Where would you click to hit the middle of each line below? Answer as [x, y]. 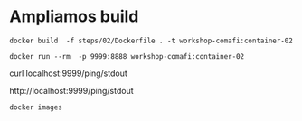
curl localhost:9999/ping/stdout [69, 73]
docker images [36, 107]
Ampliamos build [74, 17]
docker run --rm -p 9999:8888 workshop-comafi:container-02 [127, 56]
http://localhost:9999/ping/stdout [71, 90]
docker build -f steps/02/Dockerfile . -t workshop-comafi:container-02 [151, 41]
